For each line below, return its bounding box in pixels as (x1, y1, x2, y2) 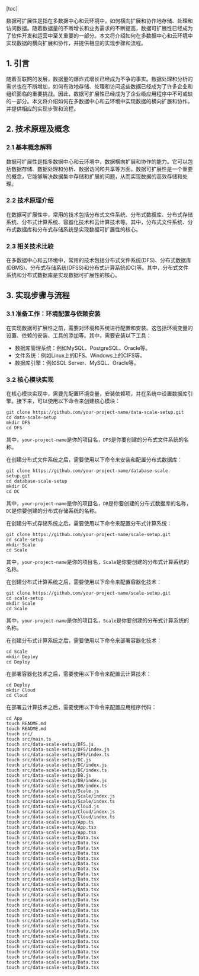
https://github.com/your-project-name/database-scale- (32, 468, 171, 474)
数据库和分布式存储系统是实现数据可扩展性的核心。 (16, 225, 141, 233)
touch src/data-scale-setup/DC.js (6, 757, 92, 763)
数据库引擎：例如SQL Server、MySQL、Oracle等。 (14, 359, 139, 366)
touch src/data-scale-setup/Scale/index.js (6, 793, 115, 799)
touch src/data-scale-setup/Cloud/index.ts (6, 814, 115, 820)
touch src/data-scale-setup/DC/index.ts (6, 767, 108, 773)
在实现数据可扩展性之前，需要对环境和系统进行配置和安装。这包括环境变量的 (6, 324, 193, 331)
